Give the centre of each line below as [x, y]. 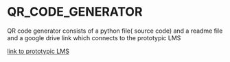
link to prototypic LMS [38, 51]
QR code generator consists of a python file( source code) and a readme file [115, 31]
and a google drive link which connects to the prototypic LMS [94, 37]
